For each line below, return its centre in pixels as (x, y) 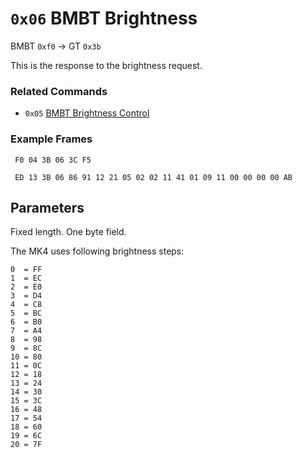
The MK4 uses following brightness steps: (97, 251)
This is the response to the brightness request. (106, 65)
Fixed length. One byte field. (68, 232)
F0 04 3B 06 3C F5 (53, 160)
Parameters (47, 207)
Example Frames (51, 139)
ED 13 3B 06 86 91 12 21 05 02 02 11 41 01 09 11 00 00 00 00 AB (153, 177)
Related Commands (59, 91)
